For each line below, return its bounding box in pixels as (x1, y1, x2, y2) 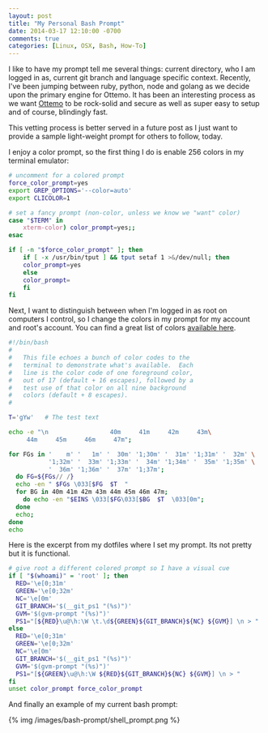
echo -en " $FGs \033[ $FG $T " (15, 480, 129, 488)
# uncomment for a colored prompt (8, 172, 125, 180)
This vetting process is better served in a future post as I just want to (8, 123, 238, 133)
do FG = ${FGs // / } (15, 473, 74, 481)
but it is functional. (8, 548, 70, 559)
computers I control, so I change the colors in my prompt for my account (8, 314, 251, 324)
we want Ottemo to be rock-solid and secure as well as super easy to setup (8, 99, 261, 109)
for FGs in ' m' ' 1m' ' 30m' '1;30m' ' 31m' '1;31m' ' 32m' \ (8, 450, 256, 458)
